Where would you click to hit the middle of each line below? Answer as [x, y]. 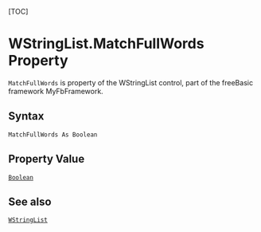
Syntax [26, 116]
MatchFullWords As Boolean [53, 135]
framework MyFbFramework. [56, 91]
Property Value [47, 159]
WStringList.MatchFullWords [106, 44]
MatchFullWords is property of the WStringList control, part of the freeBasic [130, 82]
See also [30, 201]
